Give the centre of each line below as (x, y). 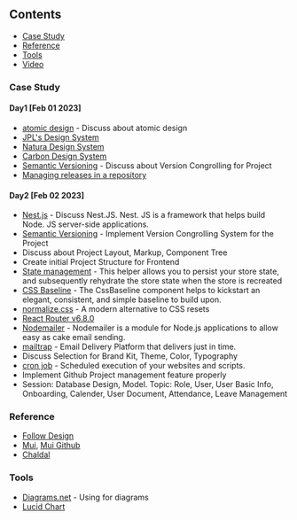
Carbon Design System (64, 156)
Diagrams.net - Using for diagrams (85, 497)
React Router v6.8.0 (58, 319)
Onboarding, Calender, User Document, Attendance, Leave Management (155, 394)
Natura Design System (63, 146)
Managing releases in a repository (84, 175)
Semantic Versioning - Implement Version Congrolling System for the (148, 234)
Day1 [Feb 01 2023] (45, 108)
